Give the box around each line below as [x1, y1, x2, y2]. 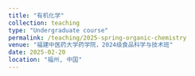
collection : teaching [8, 19, 80, 27]
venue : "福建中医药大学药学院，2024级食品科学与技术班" [8, 41, 174, 49]
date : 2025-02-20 [8, 48, 66, 56]
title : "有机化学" [8, 11, 65, 20]
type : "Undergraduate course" [8, 26, 109, 34]
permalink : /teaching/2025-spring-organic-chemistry [8, 33, 187, 42]
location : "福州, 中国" [8, 56, 82, 64]
